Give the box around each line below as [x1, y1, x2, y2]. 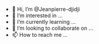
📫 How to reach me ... [11, 32, 68, 38]
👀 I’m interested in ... [11, 12, 63, 19]
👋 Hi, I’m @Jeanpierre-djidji [11, 6, 80, 12]
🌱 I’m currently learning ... [11, 18, 76, 25]
